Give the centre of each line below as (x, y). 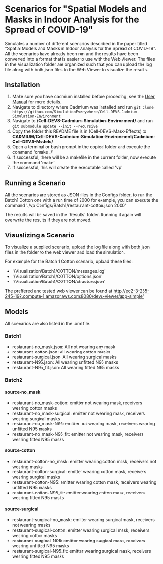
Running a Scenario (35, 183)
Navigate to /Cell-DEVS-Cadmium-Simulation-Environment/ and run (82, 120)
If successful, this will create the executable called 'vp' (67, 167)
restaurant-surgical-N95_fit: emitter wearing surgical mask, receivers (81, 551)
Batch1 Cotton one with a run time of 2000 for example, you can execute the (82, 200)
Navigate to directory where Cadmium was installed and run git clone (83, 107)
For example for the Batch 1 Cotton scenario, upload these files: (69, 262)
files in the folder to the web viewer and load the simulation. (65, 252)
